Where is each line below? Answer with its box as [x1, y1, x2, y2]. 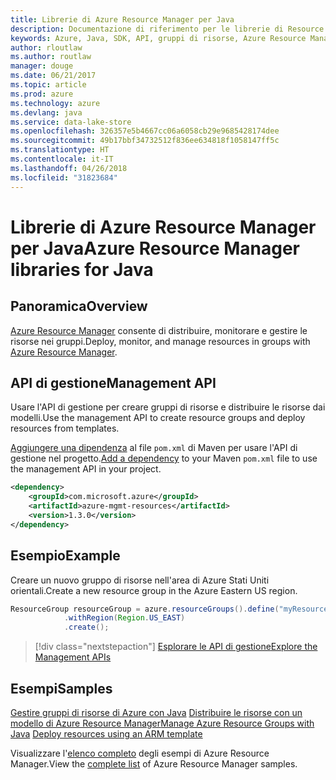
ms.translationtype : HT [10, 145, 110, 155]
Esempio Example [10, 547, 121, 565]
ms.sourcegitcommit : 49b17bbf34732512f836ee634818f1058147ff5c [10, 136, 280, 146]
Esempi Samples [10, 680, 113, 697]
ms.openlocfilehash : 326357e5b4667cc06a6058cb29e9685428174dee [10, 126, 280, 136]
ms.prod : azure [10, 89, 74, 99]
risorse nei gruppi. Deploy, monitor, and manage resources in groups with [10, 335, 311, 347]
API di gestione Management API [10, 374, 217, 391]
